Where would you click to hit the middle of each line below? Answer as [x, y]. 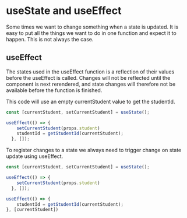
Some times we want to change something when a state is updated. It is [92, 27]
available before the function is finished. [54, 90]
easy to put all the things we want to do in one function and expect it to [91, 33]
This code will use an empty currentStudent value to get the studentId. [91, 101]
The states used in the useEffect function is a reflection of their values [90, 72]
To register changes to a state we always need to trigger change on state [94, 150]
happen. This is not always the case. [50, 39]
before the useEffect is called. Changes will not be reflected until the [88, 78]
